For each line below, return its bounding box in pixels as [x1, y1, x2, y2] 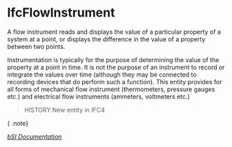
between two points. [7, 42, 66, 50]
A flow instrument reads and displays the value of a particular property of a [7, 28, 221, 36]
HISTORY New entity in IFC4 [23, 106, 106, 114]
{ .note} [7, 119, 29, 127]
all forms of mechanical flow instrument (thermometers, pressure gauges [7, 85, 215, 93]
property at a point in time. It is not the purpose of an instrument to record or [7, 63, 225, 71]
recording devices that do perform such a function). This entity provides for [7, 77, 222, 86]
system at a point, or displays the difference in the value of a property [7, 35, 206, 43]
